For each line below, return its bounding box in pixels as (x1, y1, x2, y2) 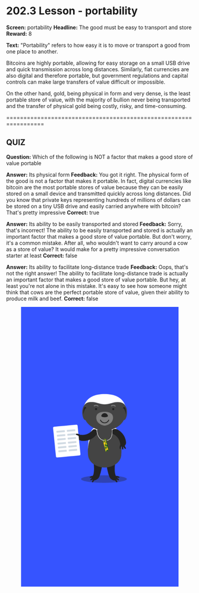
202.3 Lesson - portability (6, 4, 138, 18)
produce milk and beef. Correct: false (6, 295, 99, 302)
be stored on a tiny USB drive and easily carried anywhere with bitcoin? (6, 202, 181, 210)
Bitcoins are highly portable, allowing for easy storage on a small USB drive (6, 59, 190, 66)
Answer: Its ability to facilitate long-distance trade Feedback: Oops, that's (6, 263, 189, 271)
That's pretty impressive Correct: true (6, 209, 100, 216)
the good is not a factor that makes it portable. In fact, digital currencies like (6, 177, 192, 185)
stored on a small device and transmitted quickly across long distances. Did (6, 190, 191, 197)
